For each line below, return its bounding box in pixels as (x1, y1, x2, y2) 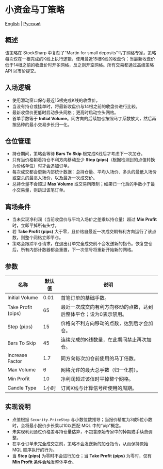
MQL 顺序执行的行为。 (12, 447, 57, 453)
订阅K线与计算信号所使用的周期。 (60, 385, 137, 391)
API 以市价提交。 (5, 68, 39, 74)
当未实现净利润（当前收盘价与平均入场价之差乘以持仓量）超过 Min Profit (12, 217, 157, 222)
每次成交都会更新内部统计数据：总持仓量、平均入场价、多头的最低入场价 (12, 169, 157, 175)
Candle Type (7, 385, 36, 391)
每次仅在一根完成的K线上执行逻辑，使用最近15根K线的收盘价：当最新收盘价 (5, 56, 155, 62)
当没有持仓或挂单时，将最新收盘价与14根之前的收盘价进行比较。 (12, 103, 140, 109)
